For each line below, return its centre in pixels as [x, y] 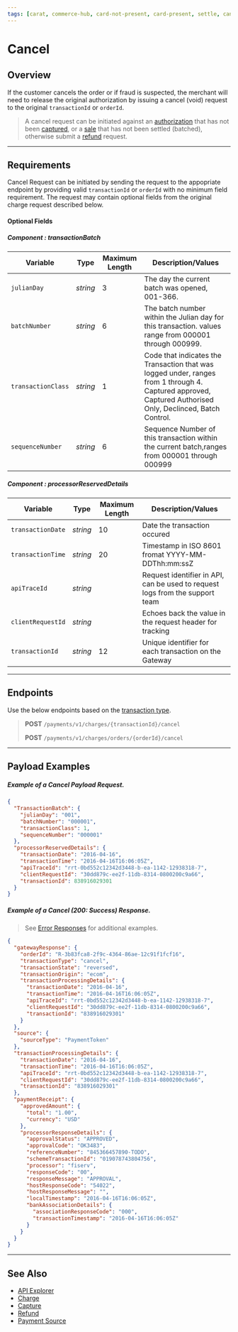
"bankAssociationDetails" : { [69, 1205]
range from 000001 [177, 335]
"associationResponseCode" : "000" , [85, 1212]
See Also [27, 1273]
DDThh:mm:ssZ [168, 563]
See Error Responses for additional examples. [91, 928]
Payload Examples [49, 766]
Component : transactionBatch [54, 237]
